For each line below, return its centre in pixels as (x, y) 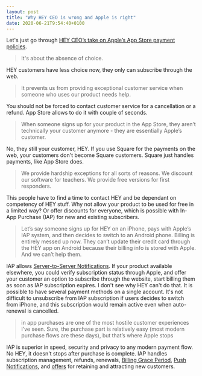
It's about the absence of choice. (62, 59)
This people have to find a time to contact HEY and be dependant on (91, 198)
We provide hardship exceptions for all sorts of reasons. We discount (107, 173)
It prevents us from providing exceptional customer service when (102, 88)
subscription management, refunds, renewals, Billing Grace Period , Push (96, 360)
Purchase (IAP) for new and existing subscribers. (79, 217)
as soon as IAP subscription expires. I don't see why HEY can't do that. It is (99, 285)
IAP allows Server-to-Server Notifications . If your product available (89, 266)
